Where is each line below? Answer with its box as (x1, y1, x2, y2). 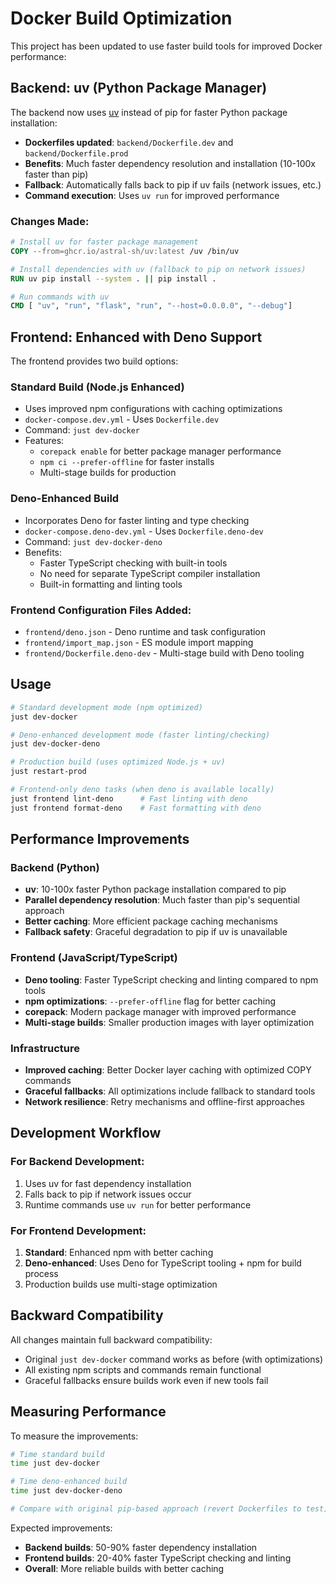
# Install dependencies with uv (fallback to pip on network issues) (10, 264, 307, 274)
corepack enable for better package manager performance (39, 445, 282, 457)
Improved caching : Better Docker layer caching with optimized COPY (24, 1063, 312, 1076)
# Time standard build (10, 1449, 105, 1459)
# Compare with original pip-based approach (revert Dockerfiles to (10, 1504, 302, 1514)
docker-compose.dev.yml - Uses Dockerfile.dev (24, 413, 220, 426)
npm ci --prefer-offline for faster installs (39, 456, 215, 468)
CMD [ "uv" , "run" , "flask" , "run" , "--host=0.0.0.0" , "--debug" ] (10, 301, 293, 311)
